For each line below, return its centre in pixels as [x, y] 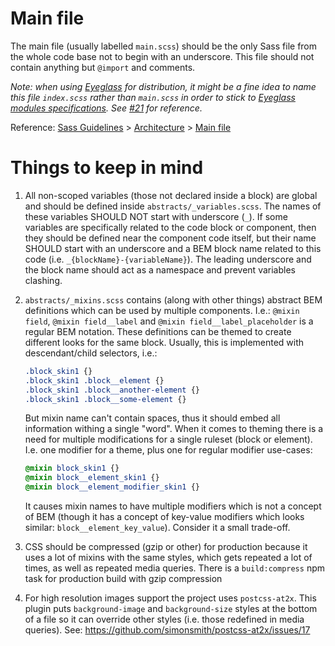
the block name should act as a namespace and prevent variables [160, 269]
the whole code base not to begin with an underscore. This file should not [162, 56]
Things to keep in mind [107, 168]
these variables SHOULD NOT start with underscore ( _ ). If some [156, 216]
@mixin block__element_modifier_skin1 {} [112, 487]
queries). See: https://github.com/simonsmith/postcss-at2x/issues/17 [167, 630]
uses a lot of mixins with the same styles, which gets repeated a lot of [168, 557]
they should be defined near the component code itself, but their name [170, 238]
